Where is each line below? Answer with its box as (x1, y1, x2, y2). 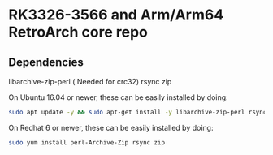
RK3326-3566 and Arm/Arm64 (8, 6, 224, 24)
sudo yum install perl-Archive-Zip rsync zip (8, 138, 165, 147)
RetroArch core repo (8, 23, 148, 41)
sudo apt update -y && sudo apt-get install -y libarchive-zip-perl (8, 108, 245, 116)
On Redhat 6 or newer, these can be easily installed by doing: (8, 123, 214, 132)
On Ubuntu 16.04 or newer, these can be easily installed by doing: (8, 93, 229, 102)
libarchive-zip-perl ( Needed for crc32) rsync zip (8, 77, 172, 86)
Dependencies (8, 55, 84, 69)
